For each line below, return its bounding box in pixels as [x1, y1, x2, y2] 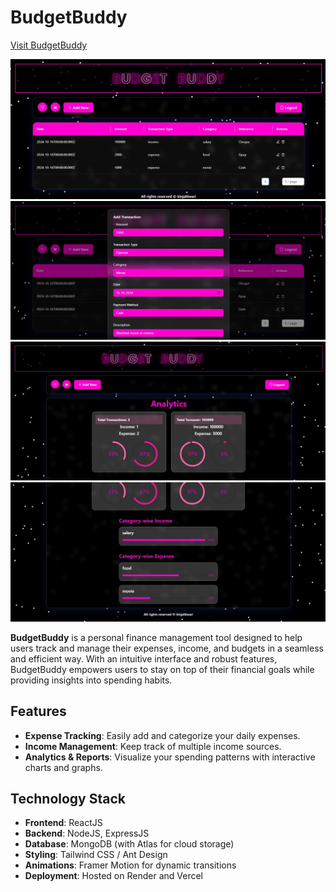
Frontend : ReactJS [24, 817, 103, 829]
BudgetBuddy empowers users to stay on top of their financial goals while [10, 663, 315, 675]
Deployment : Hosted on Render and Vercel [24, 870, 203, 882]
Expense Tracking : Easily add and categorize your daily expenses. [24, 729, 301, 741]
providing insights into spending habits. [10, 674, 173, 686]
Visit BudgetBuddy [10, 39, 88, 51]
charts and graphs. [24, 761, 103, 773]
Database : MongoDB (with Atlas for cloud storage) [24, 838, 235, 850]
